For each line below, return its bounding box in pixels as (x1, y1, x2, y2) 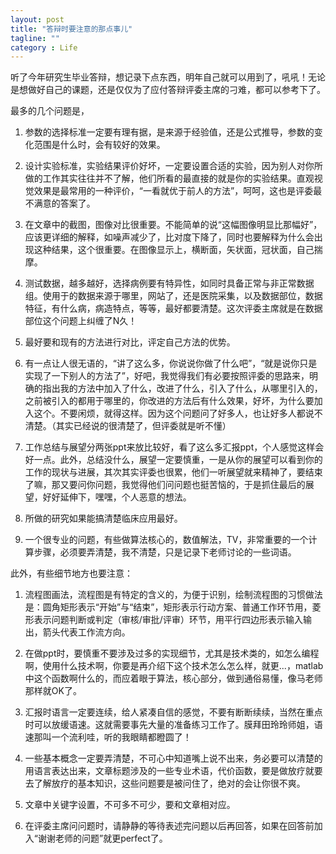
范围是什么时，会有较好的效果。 (33, 139, 166, 151)
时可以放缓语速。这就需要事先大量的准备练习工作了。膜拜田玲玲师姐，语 (24, 719, 323, 731)
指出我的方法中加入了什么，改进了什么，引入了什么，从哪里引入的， (42, 382, 323, 395)
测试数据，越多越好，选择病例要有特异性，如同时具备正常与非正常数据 (24, 277, 315, 290)
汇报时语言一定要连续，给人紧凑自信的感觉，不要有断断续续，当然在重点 (24, 706, 323, 718)
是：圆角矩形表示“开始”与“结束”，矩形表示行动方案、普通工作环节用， (24, 601, 313, 613)
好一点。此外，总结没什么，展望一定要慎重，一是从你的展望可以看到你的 (24, 454, 323, 466)
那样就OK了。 (24, 685, 82, 697)
